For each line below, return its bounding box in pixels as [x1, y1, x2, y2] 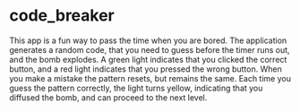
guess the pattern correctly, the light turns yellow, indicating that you [9, 82, 263, 93]
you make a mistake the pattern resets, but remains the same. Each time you [9, 73, 291, 83]
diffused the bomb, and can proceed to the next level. [9, 91, 208, 103]
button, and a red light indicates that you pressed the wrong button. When [9, 64, 282, 74]
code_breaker [9, 5, 115, 26]
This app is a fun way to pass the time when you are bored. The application [9, 35, 287, 46]
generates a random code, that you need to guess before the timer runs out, [9, 44, 290, 55]
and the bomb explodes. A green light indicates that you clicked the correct [9, 54, 287, 65]
